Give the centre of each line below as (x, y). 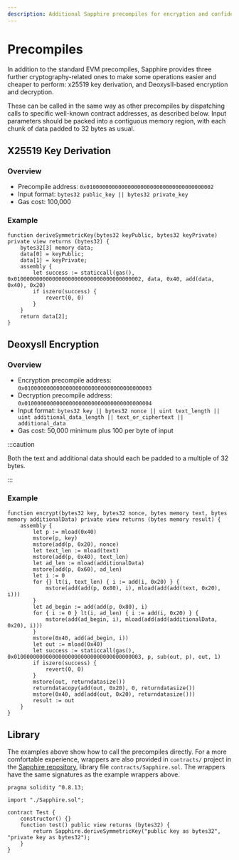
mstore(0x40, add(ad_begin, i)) (81, 638)
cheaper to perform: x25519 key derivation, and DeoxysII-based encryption (118, 84)
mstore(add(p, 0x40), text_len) (81, 557)
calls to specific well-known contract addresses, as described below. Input (117, 113)
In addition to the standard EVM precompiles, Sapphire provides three (110, 69)
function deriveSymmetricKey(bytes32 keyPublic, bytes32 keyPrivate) (113, 235)
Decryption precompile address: (65, 395)
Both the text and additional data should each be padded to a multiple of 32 (118, 458)
